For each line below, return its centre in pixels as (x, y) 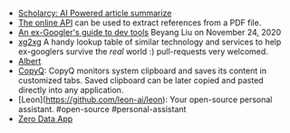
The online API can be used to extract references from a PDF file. (140, 23)
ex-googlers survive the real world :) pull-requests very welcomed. (143, 52)
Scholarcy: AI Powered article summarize (95, 13)
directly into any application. (71, 90)
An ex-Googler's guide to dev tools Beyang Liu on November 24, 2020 (150, 32)
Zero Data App (45, 119)
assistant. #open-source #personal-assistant (102, 109)
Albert (29, 61)
